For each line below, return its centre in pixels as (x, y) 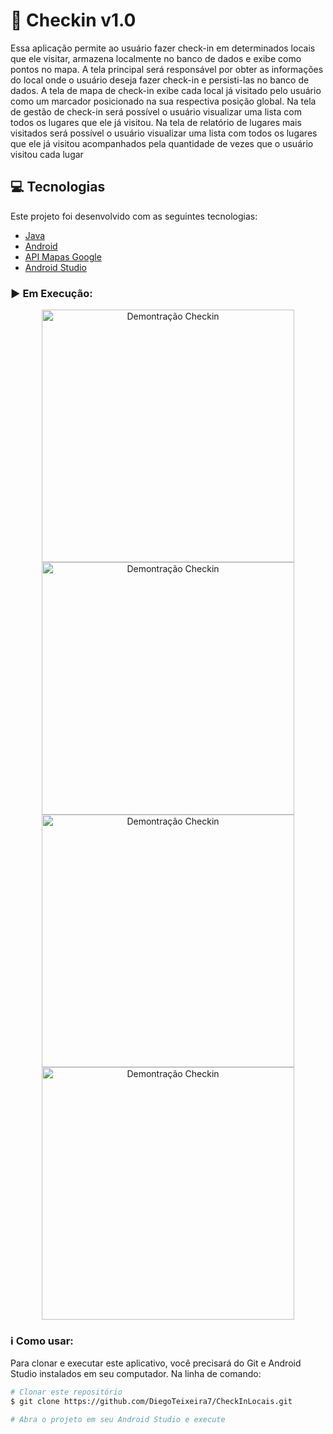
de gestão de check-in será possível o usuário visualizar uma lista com (156, 111)
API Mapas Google (63, 256)
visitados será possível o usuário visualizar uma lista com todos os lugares (164, 133)
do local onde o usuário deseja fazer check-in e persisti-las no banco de (160, 80)
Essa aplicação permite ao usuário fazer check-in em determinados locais (163, 48)
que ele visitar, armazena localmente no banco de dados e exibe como (156, 58)
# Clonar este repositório (66, 1392)
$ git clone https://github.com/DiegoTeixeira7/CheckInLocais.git (151, 1402)
